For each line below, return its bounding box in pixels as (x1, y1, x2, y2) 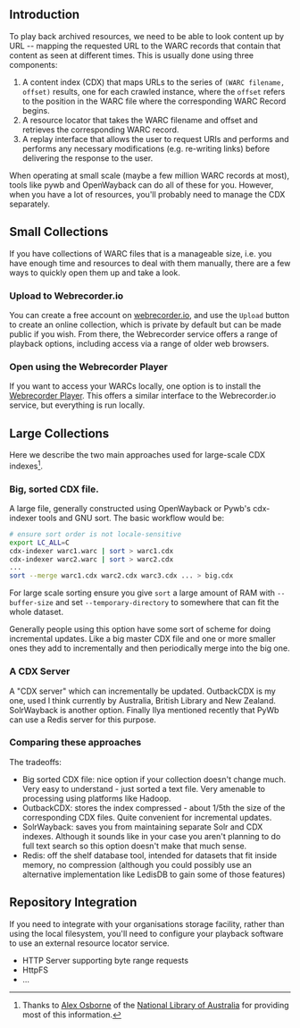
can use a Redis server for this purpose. (9, 714, 156, 725)
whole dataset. (9, 607, 64, 618)
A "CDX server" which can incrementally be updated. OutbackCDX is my (9, 686, 277, 696)
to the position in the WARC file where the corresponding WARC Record (21, 96, 287, 106)
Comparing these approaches (9, 737, 142, 749)
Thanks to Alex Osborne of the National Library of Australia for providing (21, 999, 289, 1010)
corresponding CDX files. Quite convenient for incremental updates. (21, 812, 272, 822)
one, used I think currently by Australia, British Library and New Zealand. (9, 695, 277, 705)
